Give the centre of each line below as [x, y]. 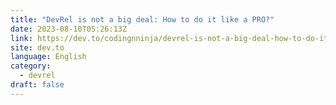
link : [21, 38]
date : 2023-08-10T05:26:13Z [69, 29]
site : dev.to [37, 47]
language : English [48, 57]
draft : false [37, 85]
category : [31, 66]
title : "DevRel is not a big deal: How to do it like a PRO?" [142, 19]
